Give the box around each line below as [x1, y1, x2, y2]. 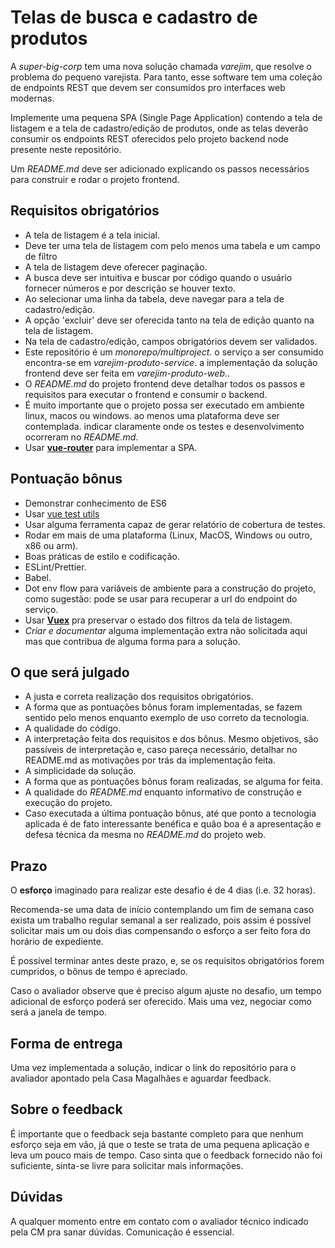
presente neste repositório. [10, 143, 122, 155]
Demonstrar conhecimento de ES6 [24, 497, 168, 509]
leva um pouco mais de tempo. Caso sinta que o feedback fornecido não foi [10, 1149, 323, 1161]
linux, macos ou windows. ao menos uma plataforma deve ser [24, 409, 280, 421]
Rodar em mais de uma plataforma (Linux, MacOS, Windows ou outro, [24, 529, 313, 541]
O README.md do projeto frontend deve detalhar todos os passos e [24, 377, 306, 390]
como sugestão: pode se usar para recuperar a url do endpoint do [24, 592, 298, 605]
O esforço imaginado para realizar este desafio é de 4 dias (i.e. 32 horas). [10, 884, 316, 896]
